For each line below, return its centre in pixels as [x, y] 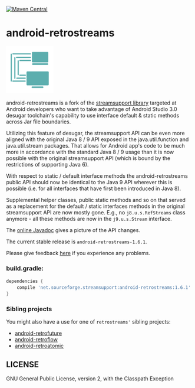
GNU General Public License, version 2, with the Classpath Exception [90, 379]
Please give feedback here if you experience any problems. [78, 253]
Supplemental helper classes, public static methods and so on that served [96, 200]
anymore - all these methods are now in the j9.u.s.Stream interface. [89, 219]
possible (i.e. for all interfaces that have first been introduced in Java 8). [94, 188]
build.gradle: [25, 268]
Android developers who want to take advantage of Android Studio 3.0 [92, 109]
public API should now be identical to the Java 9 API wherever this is [89, 182]
